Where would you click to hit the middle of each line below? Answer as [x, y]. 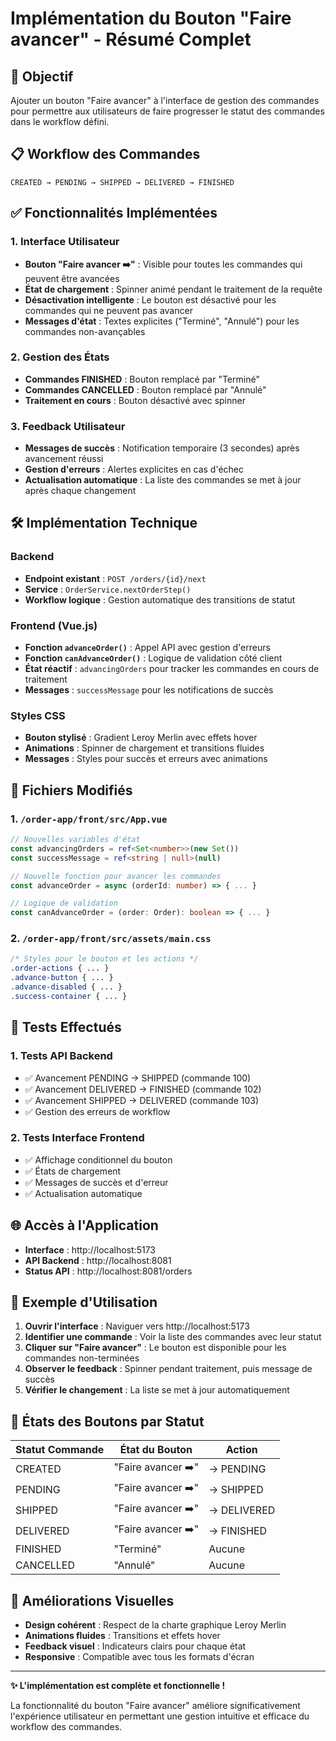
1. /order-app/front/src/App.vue [89, 819]
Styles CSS [38, 715]
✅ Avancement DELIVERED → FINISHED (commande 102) [143, 1089]
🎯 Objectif [42, 76]
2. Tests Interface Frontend [77, 1138]
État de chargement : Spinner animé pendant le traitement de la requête [173, 289]
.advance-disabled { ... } [66, 987]
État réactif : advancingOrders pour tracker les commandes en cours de [172, 669]
